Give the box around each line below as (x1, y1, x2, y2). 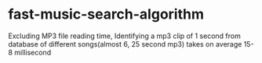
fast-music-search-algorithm (8, 5, 204, 23)
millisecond (14, 47, 52, 57)
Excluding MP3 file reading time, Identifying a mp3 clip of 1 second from (8, 31, 241, 40)
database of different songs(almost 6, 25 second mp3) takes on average (8, 39, 242, 48)
